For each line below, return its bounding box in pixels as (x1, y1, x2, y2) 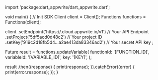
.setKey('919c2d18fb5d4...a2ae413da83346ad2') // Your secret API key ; (5, 39, 154, 45)
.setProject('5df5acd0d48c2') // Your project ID (5, 34, 102, 40)
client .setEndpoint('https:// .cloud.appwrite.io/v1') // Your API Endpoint (5, 29, 149, 34)
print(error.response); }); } (5, 69, 59, 75)
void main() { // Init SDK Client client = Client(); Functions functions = (5, 14, 146, 19)
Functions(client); (5, 19, 41, 25)
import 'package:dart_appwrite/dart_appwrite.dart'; (5, 4, 110, 10)
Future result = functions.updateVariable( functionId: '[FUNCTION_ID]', (5, 49, 150, 55)
